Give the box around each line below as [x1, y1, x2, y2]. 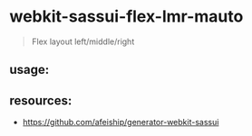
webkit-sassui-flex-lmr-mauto [9, 6, 244, 27]
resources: [9, 93, 73, 108]
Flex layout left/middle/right [31, 36, 135, 47]
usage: [9, 62, 50, 77]
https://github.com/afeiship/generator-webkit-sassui [22, 117, 219, 128]
